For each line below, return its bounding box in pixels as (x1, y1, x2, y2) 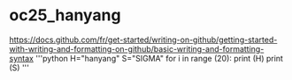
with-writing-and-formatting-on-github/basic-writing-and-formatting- (9, 43, 265, 54)
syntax (9, 53, 34, 63)
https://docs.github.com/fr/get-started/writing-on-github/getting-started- (9, 34, 278, 45)
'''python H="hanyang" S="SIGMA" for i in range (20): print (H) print (35, 53, 283, 63)
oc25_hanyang (9, 5, 121, 25)
